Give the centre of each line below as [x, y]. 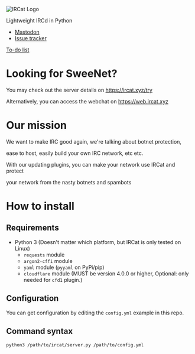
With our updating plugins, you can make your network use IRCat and [91, 164]
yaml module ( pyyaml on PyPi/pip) [64, 267]
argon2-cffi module [48, 261]
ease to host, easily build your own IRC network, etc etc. [75, 153]
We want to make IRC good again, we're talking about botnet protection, [94, 141]
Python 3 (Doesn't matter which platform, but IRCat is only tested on [98, 242]
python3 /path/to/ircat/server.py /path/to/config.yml [75, 345]
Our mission [36, 126]
